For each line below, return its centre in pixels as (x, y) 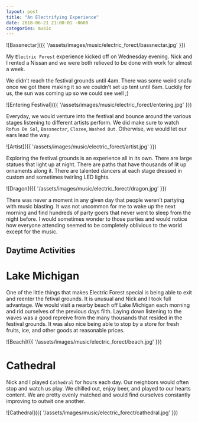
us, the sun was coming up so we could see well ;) (67, 93)
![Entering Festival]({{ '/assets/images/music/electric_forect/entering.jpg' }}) (99, 105)
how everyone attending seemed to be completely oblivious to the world (94, 226)
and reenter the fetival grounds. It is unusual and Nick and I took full (89, 299)
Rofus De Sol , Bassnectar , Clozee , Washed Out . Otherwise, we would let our (97, 129)
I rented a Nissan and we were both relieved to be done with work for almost (99, 63)
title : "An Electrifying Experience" (53, 17)
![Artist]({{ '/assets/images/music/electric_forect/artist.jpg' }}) (81, 147)
